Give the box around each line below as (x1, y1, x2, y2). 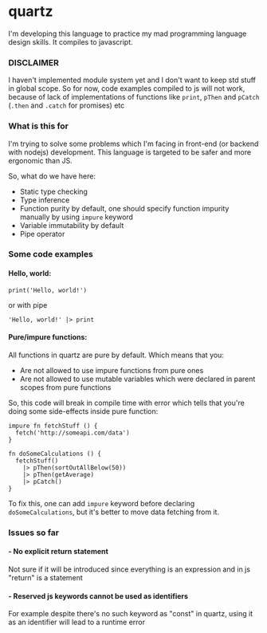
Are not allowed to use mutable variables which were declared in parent (19, 374, 256, 383)
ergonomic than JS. (8, 155, 73, 165)
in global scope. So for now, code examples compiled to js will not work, (8, 84, 245, 93)
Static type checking (19, 187, 88, 196)
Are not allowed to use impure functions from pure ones (19, 365, 204, 375)
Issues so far (8, 527, 60, 538)
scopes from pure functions (19, 382, 112, 392)
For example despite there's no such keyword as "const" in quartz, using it (8, 609, 253, 619)
